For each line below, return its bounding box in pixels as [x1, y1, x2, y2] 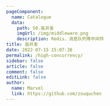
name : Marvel [11, 85, 44, 91]
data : [11, 19, 25, 25]
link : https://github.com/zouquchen [11, 91, 102, 97]
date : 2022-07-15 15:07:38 [6, 47, 73, 53]
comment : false [6, 69, 44, 75]
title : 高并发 [6, 42, 38, 48]
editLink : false [6, 74, 46, 80]
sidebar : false [6, 58, 44, 64]
